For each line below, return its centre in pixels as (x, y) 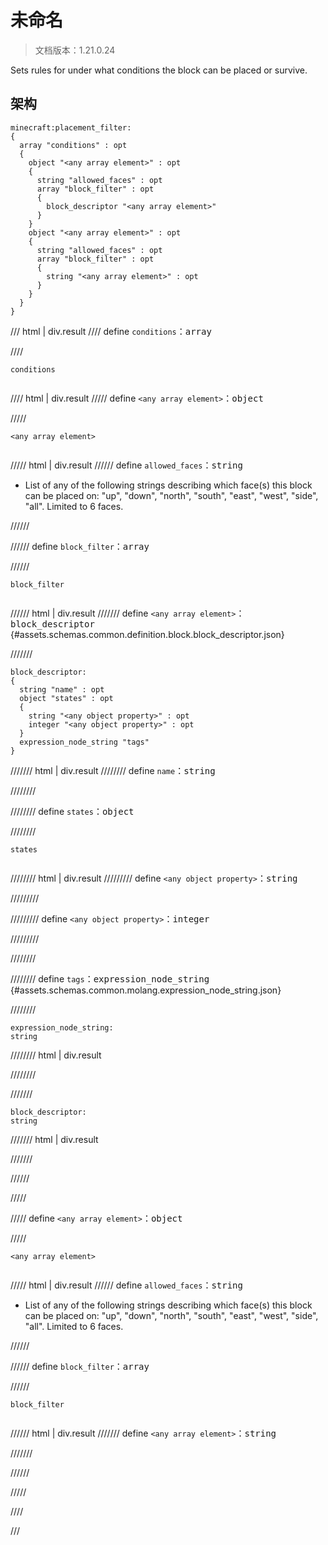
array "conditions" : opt (73, 145)
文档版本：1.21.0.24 (75, 50)
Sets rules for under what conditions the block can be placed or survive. (159, 70)
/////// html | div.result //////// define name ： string (113, 770)
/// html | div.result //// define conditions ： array (111, 331)
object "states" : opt (66, 698)
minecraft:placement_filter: (71, 127)
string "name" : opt (62, 689)
